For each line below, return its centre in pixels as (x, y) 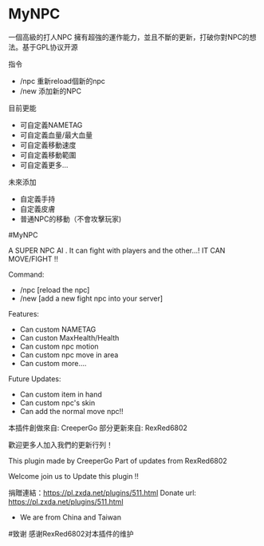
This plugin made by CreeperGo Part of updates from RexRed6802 (118, 460)
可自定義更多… (44, 165)
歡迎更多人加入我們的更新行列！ (61, 444)
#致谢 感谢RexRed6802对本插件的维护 (71, 533)
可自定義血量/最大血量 (56, 135)
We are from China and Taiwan (71, 517)
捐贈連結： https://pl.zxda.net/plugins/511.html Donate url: (102, 492)
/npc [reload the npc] (55, 289)
